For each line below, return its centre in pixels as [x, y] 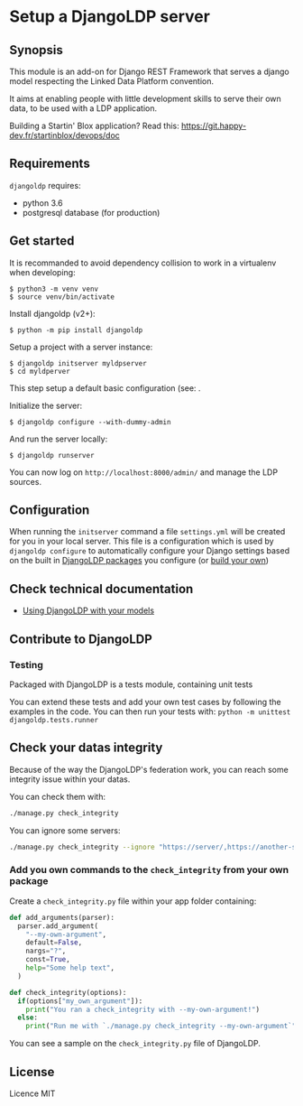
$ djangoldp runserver [52, 455]
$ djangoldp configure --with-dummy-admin [90, 422]
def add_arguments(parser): [62, 917]
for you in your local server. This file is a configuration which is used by [142, 541]
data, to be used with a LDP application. [83, 108]
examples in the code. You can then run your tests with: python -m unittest [150, 711]
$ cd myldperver [40, 371]
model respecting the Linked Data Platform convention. [112, 81]
